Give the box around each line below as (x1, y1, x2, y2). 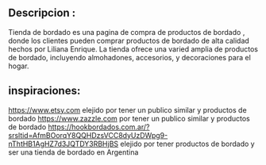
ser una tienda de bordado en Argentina (8, 147, 139, 157)
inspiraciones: (8, 84, 81, 98)
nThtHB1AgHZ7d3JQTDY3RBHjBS (8, 139, 119, 148)
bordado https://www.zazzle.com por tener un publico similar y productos (8, 113, 250, 123)
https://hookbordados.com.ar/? (48, 122, 150, 132)
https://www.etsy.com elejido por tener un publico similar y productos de (8, 105, 248, 114)
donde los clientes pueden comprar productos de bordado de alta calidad (8, 36, 250, 45)
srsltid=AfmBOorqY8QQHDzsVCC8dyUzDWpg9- (8, 130, 168, 140)
